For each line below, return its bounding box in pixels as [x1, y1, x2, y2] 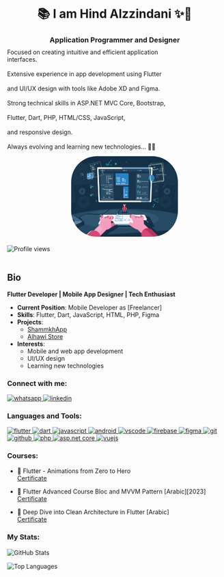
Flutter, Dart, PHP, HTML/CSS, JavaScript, [7, 114, 126, 122]
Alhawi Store [27, 332, 64, 340]
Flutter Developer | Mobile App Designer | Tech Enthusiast [7, 290, 176, 298]
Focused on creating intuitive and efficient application [7, 48, 158, 56]
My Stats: [7, 532, 40, 541]
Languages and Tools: [7, 411, 82, 420]
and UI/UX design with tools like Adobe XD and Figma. [7, 84, 160, 93]
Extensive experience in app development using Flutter [7, 70, 162, 78]
